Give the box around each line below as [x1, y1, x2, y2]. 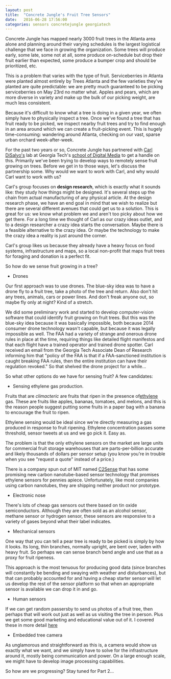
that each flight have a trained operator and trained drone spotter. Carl [5, 342, 153, 348]
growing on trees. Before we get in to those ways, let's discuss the [5, 163, 145, 169]
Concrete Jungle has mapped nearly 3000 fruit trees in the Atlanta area [5, 36, 156, 42]
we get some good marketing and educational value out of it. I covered [5, 617, 154, 623]
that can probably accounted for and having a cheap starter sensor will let [5, 575, 161, 581]
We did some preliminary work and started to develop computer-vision [5, 309, 154, 316]
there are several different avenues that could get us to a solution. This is [5, 205, 159, 212]
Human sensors [12, 596, 46, 602]
